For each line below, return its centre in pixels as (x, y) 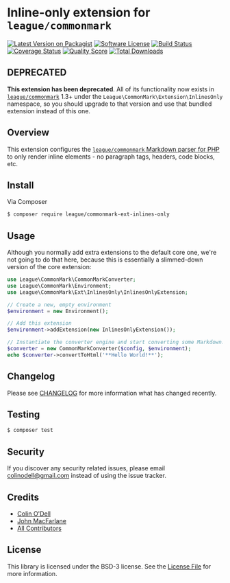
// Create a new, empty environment (59, 305)
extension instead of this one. (49, 111)
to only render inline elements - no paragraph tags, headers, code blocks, (111, 157)
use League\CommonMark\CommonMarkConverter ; (72, 279)
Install (21, 185)
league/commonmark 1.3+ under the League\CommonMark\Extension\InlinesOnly (115, 96)
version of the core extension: (49, 267)
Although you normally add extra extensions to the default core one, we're (112, 253)
